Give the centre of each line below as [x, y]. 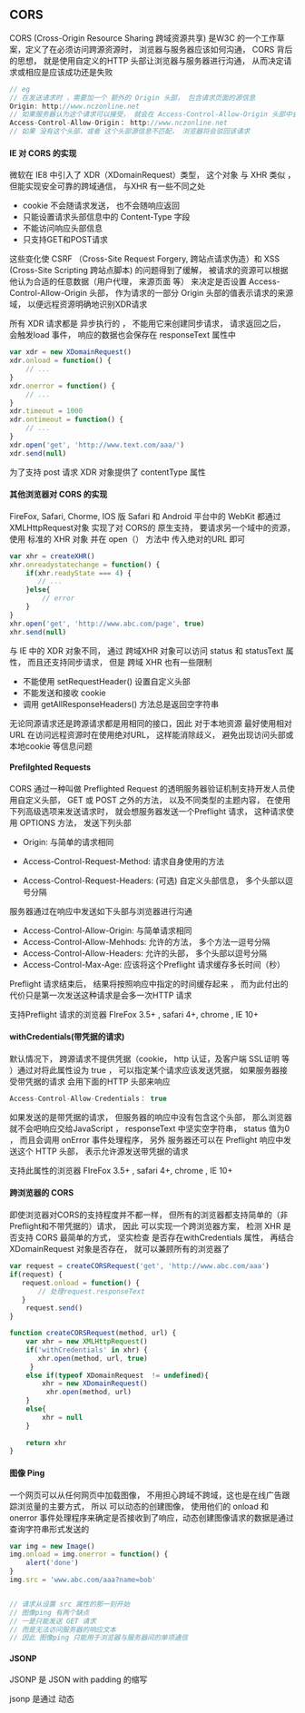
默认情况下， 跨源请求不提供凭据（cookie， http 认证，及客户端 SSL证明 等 [150, 1058]
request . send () [54, 1308]
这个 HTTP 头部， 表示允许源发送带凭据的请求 [103, 1151]
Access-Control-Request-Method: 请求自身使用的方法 [123, 861]
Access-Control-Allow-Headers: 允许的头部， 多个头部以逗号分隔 [145, 953]
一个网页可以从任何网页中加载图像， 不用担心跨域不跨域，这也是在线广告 [146, 1495]
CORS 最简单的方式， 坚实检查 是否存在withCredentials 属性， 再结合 [165, 1237]
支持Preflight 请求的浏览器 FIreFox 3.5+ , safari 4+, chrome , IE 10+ [134, 1014]
